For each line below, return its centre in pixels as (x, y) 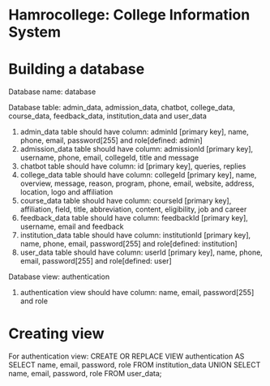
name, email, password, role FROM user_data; (85, 374)
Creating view (56, 334)
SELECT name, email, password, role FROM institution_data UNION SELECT (135, 365)
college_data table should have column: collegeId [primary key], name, (138, 175)
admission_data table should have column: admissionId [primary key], (137, 149)
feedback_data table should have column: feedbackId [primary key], (134, 218)
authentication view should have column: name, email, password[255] (137, 293)
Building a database (77, 69)
